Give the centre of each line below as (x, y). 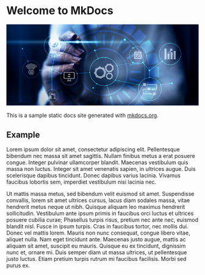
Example (23, 134)
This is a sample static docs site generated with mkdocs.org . (82, 115)
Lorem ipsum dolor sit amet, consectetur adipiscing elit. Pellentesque (93, 149)
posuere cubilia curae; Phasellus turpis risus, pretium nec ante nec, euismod (103, 220)
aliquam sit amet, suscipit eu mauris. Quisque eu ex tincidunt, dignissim (96, 246)
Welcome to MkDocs (60, 11)
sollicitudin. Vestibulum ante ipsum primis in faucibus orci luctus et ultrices (100, 213)
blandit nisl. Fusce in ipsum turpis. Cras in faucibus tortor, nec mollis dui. (97, 227)
